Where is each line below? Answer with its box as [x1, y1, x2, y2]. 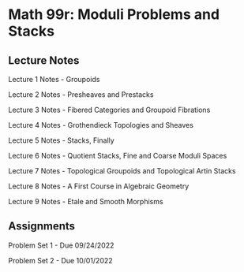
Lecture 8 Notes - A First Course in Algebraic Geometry [8, 181, 190, 191]
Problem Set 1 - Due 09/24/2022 [8, 240, 114, 250]
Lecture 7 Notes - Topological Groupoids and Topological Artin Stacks [8, 166, 236, 175]
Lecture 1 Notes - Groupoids [8, 75, 100, 84]
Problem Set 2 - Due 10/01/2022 [8, 255, 113, 265]
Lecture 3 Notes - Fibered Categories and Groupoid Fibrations [8, 105, 211, 114]
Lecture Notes [8, 54, 80, 67]
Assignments [8, 219, 76, 233]
